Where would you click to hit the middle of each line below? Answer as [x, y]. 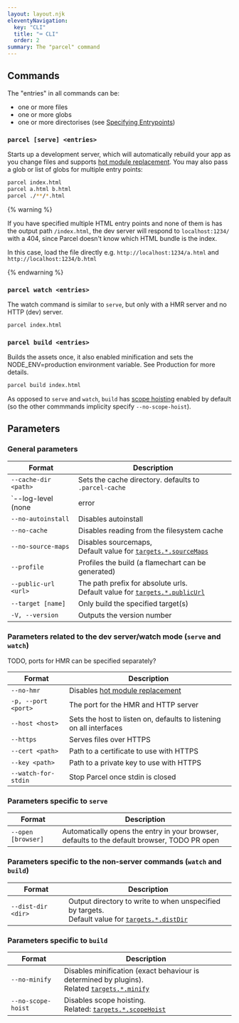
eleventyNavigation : [38, 21]
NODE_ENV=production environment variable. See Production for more [111, 365]
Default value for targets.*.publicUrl [141, 592]
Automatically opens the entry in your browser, [140, 831]
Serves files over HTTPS [110, 740]
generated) [97, 571]
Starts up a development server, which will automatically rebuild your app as [119, 155]
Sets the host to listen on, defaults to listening [145, 719]
